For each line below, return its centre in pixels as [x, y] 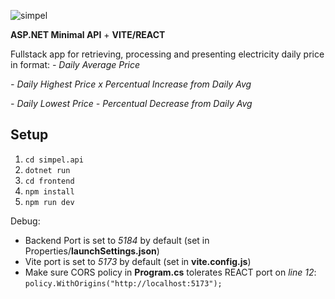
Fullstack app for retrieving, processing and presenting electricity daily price [167, 54]
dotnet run [47, 170]
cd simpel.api [54, 160]
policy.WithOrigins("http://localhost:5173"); [123, 283]
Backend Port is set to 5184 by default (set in [117, 240]
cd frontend [49, 181]
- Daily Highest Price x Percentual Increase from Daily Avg [131, 84]
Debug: [25, 221]
